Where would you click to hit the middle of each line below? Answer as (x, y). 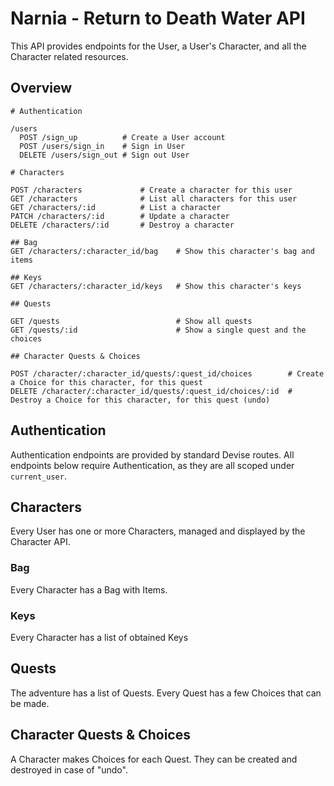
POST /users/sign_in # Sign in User (102, 146)
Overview (41, 88)
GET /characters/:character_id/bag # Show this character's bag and (162, 251)
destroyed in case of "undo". (69, 769)
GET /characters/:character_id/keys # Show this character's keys (156, 286)
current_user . (38, 476)
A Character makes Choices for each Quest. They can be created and (154, 759)
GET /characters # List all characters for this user (154, 198)
